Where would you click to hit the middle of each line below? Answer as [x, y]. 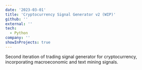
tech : [11, 28]
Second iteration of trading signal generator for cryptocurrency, [71, 56]
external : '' [19, 24]
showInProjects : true [28, 42]
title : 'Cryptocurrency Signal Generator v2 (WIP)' [60, 14]
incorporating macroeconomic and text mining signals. [62, 62]
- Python [19, 33]
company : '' [18, 38]
